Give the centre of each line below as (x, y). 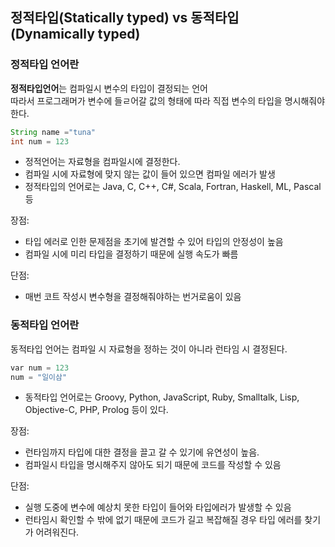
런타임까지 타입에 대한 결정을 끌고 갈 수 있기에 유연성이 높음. (142, 452)
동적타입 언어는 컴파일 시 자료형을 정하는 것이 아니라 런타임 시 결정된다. (149, 349)
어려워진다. (57, 532)
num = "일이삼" (39, 377)
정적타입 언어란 (45, 65)
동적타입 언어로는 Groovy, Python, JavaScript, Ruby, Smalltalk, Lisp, (162, 397)
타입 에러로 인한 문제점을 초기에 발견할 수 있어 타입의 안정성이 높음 (154, 242)
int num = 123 (40, 141)
